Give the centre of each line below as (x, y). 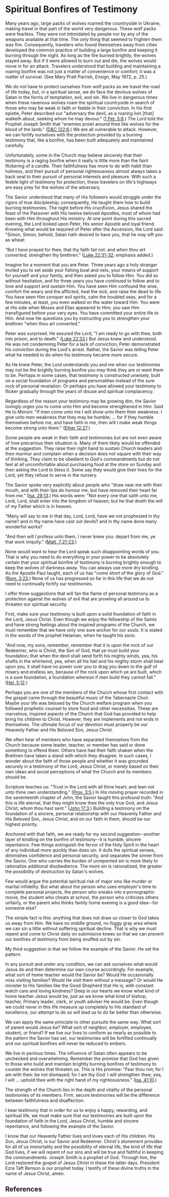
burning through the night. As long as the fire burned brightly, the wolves (81, 55)
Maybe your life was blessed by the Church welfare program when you (79, 703)
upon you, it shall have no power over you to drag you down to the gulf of (81, 667)
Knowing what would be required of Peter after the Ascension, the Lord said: (84, 229)
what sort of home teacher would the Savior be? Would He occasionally (79, 975)
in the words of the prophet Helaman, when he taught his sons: (70, 635)
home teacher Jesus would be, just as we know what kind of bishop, (76, 996)
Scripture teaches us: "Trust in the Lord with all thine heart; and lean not (80, 786)
